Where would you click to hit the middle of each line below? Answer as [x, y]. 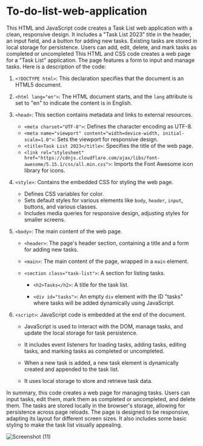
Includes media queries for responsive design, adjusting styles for [106, 213]
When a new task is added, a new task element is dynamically [101, 362]
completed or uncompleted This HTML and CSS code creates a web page [98, 53]
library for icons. [45, 170]
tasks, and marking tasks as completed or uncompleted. [94, 351]
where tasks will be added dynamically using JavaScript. [104, 303]
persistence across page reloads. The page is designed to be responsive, [98, 412]
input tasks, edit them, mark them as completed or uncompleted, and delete [101, 399]
